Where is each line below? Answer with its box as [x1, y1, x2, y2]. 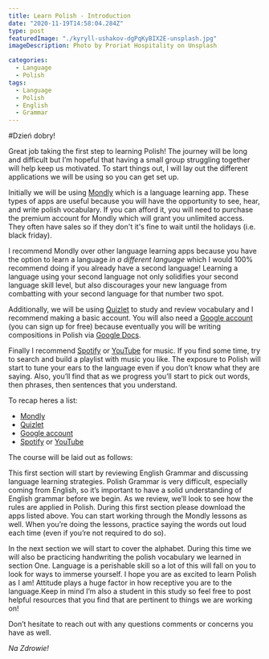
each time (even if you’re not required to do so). [8, 528, 166, 538]
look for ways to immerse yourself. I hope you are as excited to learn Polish [8, 570, 257, 579]
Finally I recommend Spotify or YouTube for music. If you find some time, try [8, 346, 261, 355]
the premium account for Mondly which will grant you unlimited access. [8, 213, 245, 223]
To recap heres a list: [8, 396, 78, 405]
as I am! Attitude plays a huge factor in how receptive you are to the [8, 578, 233, 588]
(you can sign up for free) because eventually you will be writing [8, 321, 222, 331]
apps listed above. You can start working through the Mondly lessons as [8, 511, 247, 520]
